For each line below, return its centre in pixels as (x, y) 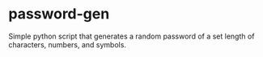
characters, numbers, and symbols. (68, 44)
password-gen (59, 14)
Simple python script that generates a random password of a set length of (131, 36)
